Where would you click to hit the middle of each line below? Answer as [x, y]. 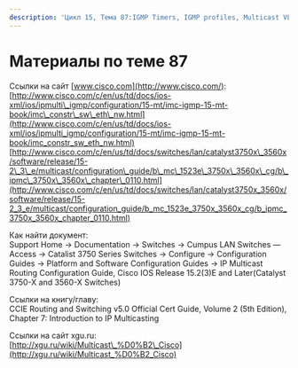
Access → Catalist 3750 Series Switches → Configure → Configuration [138, 254]
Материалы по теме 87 [98, 61]
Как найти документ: [49, 235]
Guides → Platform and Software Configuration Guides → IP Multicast [136, 263]
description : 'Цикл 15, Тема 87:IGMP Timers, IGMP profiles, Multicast [144, 17]
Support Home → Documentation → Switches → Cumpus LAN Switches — [145, 244]
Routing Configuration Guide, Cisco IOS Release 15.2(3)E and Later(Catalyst [148, 272]
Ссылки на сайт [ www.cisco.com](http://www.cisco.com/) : [118, 86]
